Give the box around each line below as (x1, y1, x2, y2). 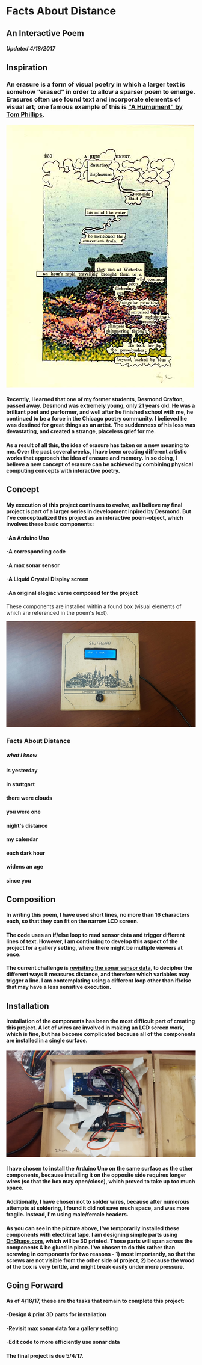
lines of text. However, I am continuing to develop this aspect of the (6, 937, 179, 945)
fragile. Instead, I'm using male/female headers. (6, 1211, 129, 1218)
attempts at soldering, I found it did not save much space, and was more (6, 1204, 190, 1212)
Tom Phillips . (6, 110, 45, 119)
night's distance (6, 822, 48, 829)
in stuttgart (6, 780, 35, 787)
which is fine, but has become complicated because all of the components (6, 1031, 196, 1038)
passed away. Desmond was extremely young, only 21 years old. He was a (6, 402, 195, 410)
